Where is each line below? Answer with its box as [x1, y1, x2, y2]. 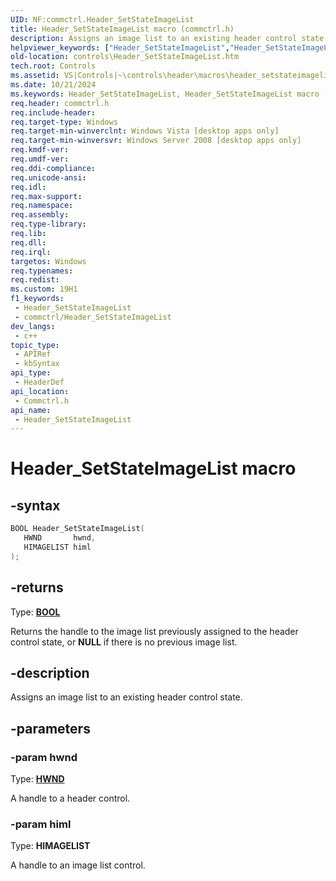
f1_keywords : [10, 294, 65, 304]
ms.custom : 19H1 [10, 284, 78, 295]
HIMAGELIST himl [23, 542, 92, 552]
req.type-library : [10, 219, 87, 230]
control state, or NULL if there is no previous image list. [10, 636, 238, 648]
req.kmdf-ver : [10, 145, 70, 155]
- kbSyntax [14, 359, 60, 369]
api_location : [10, 386, 70, 396]
